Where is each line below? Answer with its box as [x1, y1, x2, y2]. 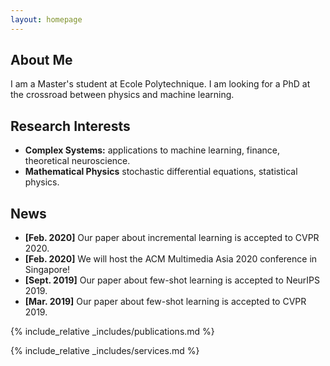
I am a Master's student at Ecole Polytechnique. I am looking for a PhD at [10, 78, 311, 90]
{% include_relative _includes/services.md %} [10, 345, 200, 357]
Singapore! [24, 264, 71, 276]
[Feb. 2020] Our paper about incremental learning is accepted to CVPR [24, 232, 320, 244]
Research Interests [10, 117, 131, 135]
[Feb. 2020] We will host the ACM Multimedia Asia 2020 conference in [24, 253, 318, 265]
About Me [10, 52, 73, 69]
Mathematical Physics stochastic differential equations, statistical [24, 166, 298, 178]
